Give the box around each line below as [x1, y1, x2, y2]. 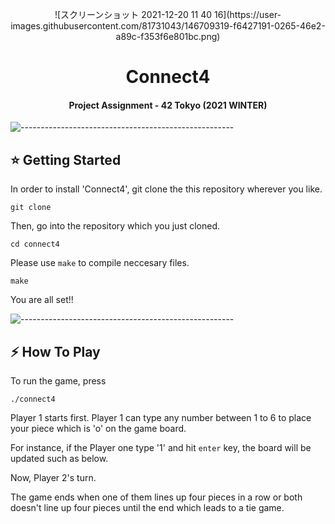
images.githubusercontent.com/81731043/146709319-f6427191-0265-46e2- [10, 20, 326, 32]
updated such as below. [10, 453, 109, 465]
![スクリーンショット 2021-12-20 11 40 [54, 9, 213, 20]
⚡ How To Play [10, 343, 101, 360]
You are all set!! [10, 294, 74, 306]
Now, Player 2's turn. [10, 472, 97, 484]
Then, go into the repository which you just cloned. [10, 220, 221, 232]
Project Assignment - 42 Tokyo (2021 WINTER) [68, 99, 268, 111]
